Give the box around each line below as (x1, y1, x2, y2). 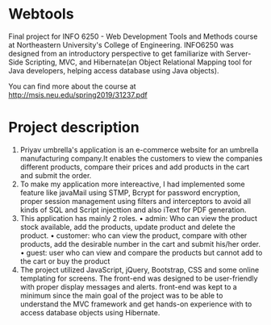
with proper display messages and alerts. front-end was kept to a (19, 281, 238, 291)
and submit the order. (19, 170, 92, 180)
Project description (8, 119, 140, 137)
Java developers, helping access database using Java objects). (8, 65, 219, 75)
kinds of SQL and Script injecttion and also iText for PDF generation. (19, 205, 247, 215)
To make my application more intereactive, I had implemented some (19, 179, 245, 189)
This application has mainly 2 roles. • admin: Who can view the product (19, 213, 258, 223)
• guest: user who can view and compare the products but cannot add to (19, 248, 263, 257)
